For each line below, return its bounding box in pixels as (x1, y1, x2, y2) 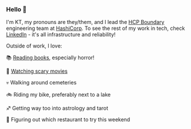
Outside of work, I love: (6, 42, 63, 49)
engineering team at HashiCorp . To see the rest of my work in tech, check (6, 25, 185, 32)
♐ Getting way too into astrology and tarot (6, 105, 109, 112)
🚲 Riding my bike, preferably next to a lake (6, 91, 111, 99)
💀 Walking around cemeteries (6, 79, 77, 86)
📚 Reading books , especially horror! (6, 54, 95, 61)
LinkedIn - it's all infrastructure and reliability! (6, 31, 116, 38)
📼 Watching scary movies (6, 67, 68, 75)
